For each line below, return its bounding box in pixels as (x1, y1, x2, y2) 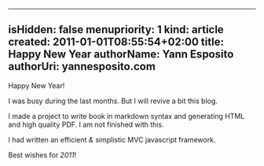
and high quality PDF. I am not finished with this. (8, 120, 164, 129)
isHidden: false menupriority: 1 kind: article (8, 23, 224, 36)
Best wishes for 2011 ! (8, 150, 77, 160)
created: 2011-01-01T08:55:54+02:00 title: (8, 35, 224, 49)
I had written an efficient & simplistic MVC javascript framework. (8, 135, 216, 144)
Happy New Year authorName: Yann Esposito (8, 48, 234, 61)
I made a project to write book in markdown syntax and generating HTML (8, 111, 245, 120)
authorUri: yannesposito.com (8, 60, 156, 73)
